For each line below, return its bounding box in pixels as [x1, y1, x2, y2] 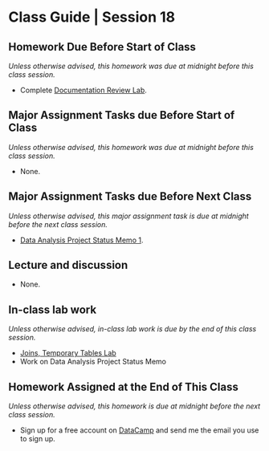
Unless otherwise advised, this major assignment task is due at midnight [8, 211, 249, 221]
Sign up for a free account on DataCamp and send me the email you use [19, 425, 259, 435]
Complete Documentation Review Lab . [19, 85, 147, 95]
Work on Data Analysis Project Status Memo [19, 357, 167, 367]
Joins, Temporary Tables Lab [19, 348, 116, 358]
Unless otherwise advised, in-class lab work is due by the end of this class [8, 324, 257, 334]
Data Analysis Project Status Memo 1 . [19, 235, 144, 245]
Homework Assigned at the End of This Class [8, 380, 239, 393]
